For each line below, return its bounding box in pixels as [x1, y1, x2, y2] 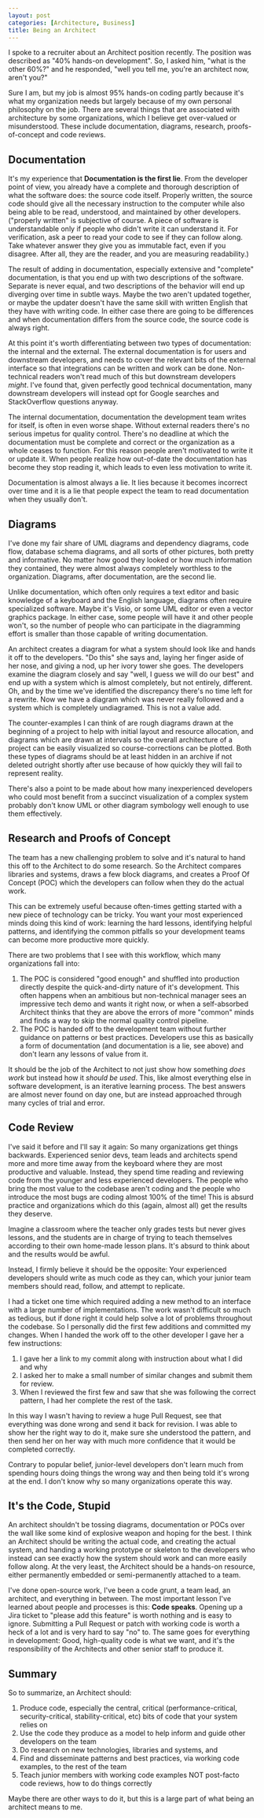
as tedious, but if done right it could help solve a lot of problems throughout [8, 1313, 253, 1323]
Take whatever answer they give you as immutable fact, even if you [8, 241, 226, 251]
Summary [8, 1667, 57, 1680]
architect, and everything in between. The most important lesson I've [8, 1594, 232, 1604]
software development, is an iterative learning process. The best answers [8, 1081, 246, 1090]
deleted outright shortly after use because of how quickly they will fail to [8, 760, 242, 769]
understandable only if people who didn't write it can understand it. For [8, 224, 238, 233]
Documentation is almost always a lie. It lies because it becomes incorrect [8, 478, 247, 487]
